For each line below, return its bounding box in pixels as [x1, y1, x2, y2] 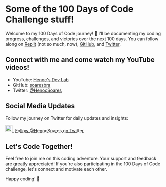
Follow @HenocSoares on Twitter [15, 128, 84, 134]
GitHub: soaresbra [12, 82, 51, 88]
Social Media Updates [5, 102, 75, 110]
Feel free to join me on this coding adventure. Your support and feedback [5, 156, 157, 162]
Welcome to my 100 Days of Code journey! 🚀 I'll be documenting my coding [5, 30, 161, 36]
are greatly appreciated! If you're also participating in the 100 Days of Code [5, 161, 161, 167]
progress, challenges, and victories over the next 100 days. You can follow [5, 36, 159, 42]
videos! [5, 63, 29, 72]
